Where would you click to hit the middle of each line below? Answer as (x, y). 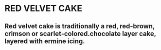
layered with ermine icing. (45, 41)
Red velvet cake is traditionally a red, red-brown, (80, 26)
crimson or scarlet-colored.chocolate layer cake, (80, 33)
